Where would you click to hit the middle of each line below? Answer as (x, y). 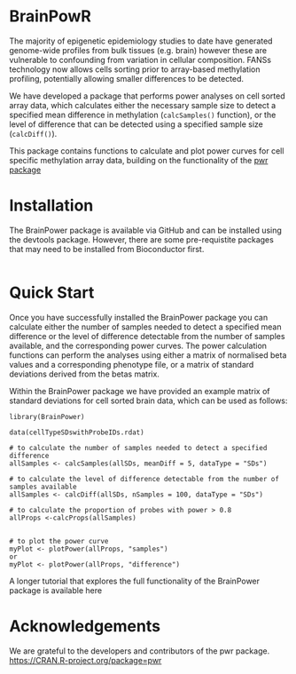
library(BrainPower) (47, 416)
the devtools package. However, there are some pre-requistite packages (142, 239)
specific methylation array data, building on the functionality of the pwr (139, 160)
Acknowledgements (85, 626)
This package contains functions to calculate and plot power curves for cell (147, 151)
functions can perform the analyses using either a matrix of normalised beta (148, 355)
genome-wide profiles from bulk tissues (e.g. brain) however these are (138, 50)
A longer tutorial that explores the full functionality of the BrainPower (134, 581)
